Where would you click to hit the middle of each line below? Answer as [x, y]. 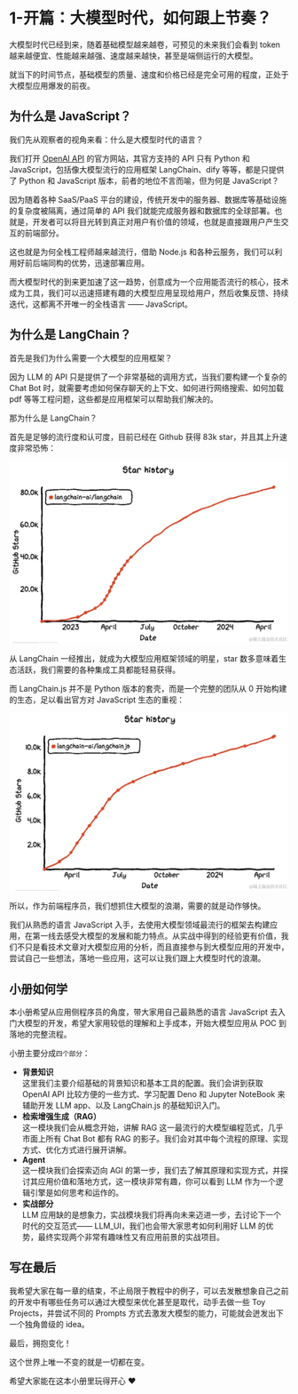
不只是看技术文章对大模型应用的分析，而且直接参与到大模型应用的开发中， [153, 947]
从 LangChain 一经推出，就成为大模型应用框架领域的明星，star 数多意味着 [144, 658]
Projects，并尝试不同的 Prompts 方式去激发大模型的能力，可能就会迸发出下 [146, 1313]
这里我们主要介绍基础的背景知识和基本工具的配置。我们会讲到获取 [142, 1083]
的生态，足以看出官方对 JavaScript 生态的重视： [97, 700]
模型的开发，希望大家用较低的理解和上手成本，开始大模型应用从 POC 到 [155, 1023]
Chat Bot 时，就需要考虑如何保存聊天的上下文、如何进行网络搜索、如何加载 [146, 388]
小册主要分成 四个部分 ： [50, 1054]
